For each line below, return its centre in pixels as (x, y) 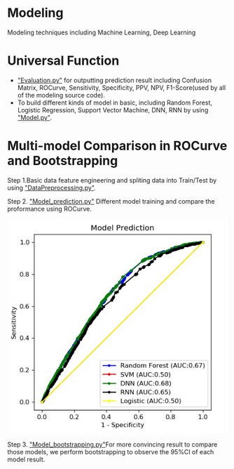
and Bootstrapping (63, 161)
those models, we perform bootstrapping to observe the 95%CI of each (111, 452)
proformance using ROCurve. (50, 209)
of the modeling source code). (61, 95)
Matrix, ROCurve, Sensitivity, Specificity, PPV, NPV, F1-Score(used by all (122, 87)
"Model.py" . (35, 117)
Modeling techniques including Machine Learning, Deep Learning (102, 32)
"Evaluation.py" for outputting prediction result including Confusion (115, 80)
